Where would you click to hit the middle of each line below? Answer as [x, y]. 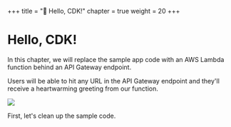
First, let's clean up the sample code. [62, 116]
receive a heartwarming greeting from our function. [83, 88]
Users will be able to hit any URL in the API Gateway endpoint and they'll [113, 81]
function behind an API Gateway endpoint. [70, 67]
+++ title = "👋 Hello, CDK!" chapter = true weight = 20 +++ [94, 11]
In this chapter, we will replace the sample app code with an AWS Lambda [116, 59]
